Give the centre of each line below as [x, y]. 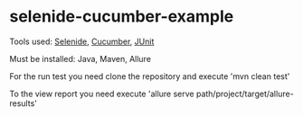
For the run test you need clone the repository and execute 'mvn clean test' [150, 76]
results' [24, 103]
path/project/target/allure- [245, 94]
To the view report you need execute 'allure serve [102, 94]
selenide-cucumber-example [122, 17]
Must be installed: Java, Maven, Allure [80, 58]
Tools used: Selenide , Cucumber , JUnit [82, 41]
